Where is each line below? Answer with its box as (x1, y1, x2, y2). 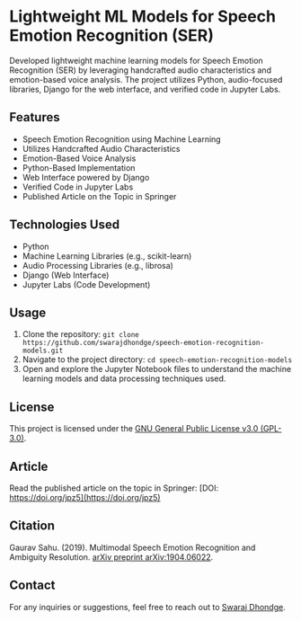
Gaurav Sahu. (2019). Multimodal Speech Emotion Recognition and (9, 542, 256, 553)
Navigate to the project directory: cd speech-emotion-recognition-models (22, 354, 293, 365)
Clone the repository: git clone (22, 329, 139, 340)
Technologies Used (9, 217, 120, 233)
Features (9, 110, 60, 125)
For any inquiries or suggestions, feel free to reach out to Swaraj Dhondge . (9, 601, 286, 612)
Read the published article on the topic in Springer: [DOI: (9, 483, 219, 493)
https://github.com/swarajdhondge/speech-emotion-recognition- (22, 339, 265, 348)
